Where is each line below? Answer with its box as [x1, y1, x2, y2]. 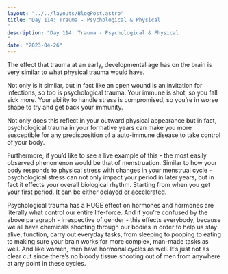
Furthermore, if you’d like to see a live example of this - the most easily [7, 151, 207, 160]
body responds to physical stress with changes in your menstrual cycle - [7, 166, 212, 174]
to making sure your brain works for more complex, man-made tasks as [7, 238, 209, 245]
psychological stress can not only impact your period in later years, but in [7, 173, 214, 182]
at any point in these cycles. [7, 260, 86, 267]
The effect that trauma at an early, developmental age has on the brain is [7, 61, 212, 68]
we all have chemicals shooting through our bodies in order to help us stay [7, 223, 218, 231]
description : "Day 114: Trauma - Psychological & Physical [7, 29, 179, 36]
